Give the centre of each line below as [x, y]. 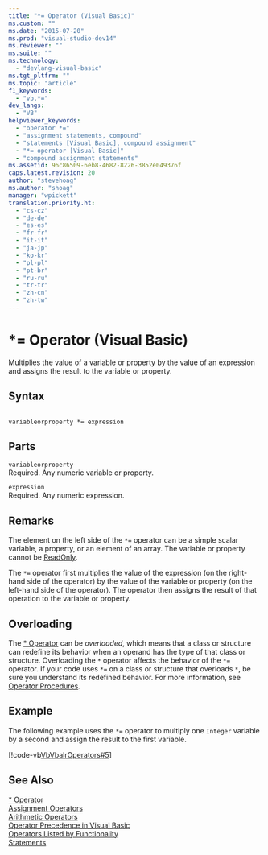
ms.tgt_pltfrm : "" [39, 76]
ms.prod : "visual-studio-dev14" [62, 38]
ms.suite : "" [30, 53]
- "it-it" [32, 241]
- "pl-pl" [32, 262]
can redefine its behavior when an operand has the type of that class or [127, 652]
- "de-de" [32, 218]
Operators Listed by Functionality [64, 833]
